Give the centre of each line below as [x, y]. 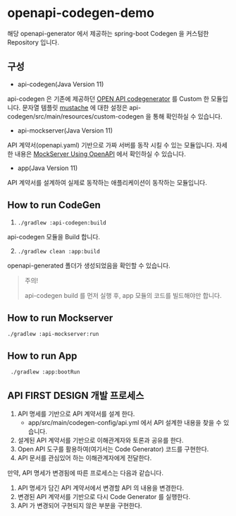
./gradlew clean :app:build [58, 251]
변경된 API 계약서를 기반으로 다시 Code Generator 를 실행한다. [104, 497]
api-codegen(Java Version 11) [61, 84]
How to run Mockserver [60, 318]
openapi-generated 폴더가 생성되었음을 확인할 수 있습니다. [89, 265]
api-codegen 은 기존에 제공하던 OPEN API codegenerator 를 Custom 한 [108, 98]
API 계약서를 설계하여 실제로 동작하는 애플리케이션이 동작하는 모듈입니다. [107, 182]
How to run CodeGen [54, 205]
